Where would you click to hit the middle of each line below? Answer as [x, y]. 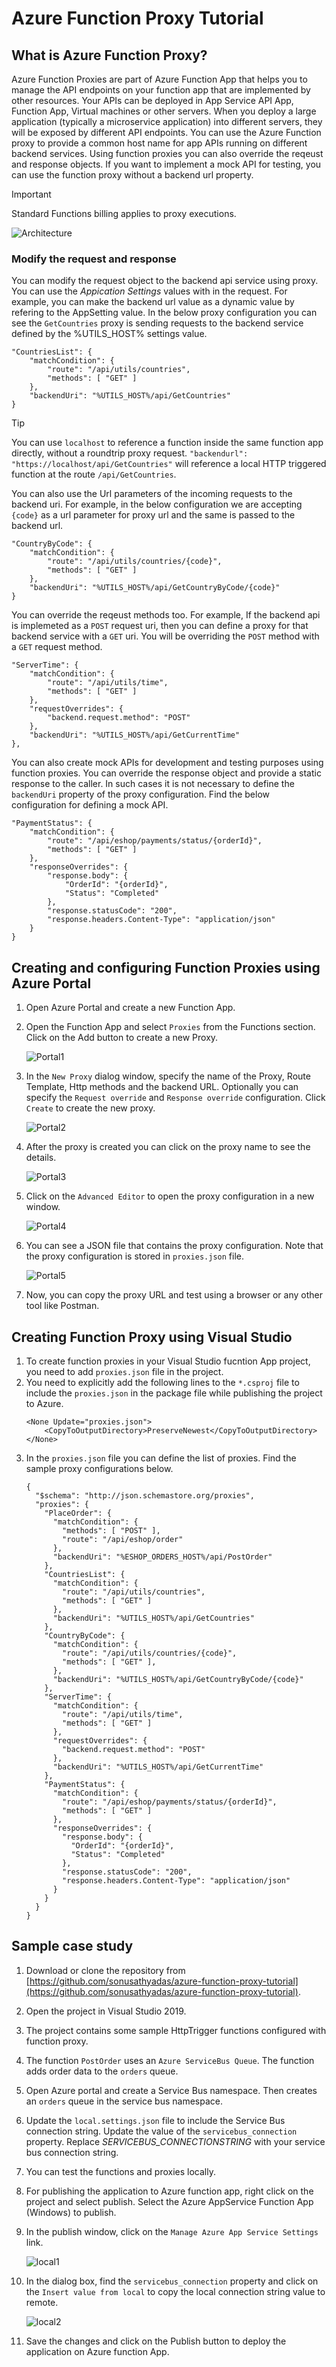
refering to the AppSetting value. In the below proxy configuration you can [164, 313]
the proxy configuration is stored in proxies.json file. [134, 1256]
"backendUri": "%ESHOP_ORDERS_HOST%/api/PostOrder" [162, 1557]
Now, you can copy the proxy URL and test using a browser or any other [174, 1295]
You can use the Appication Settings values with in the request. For [149, 291]
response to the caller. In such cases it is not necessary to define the [153, 784]
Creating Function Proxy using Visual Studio [152, 1337]
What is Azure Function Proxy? [109, 55]
